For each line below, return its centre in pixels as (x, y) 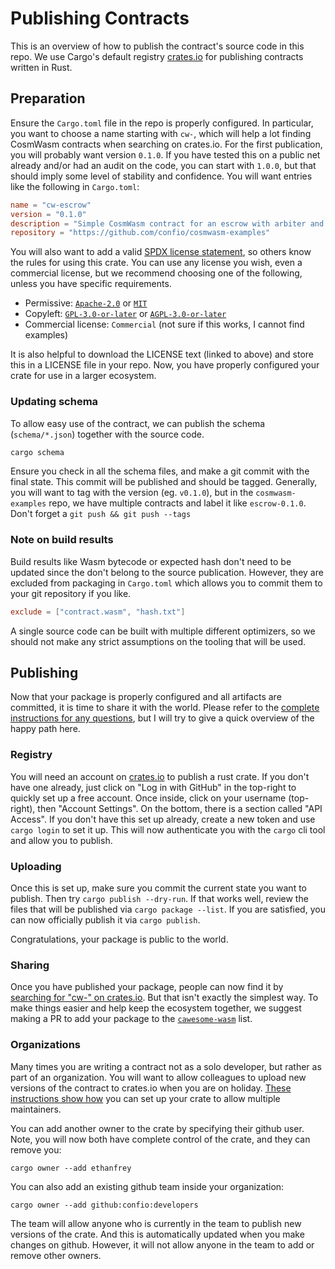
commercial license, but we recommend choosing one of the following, (156, 273)
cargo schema (37, 452)
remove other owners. (56, 1255)
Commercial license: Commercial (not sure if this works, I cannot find (164, 324)
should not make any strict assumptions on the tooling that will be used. (158, 641)
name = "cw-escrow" (51, 205)
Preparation (48, 98)
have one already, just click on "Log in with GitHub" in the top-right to (153, 787)
